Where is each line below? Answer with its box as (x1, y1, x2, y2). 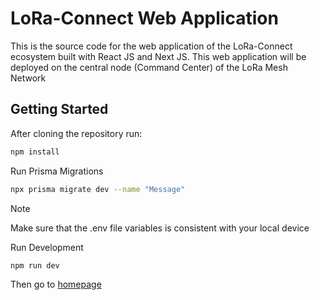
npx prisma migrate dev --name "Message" (10, 184, 186, 194)
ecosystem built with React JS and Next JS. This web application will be (10, 50, 307, 62)
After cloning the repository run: (10, 127, 143, 139)
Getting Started (10, 101, 109, 118)
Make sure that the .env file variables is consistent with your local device (10, 222, 310, 234)
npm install (10, 147, 60, 157)
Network (10, 72, 47, 84)
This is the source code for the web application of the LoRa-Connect (10, 40, 293, 52)
